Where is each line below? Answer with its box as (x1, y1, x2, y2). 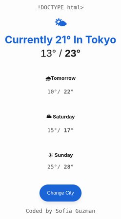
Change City (46, 190, 75, 196)
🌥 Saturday (46, 113, 75, 120)
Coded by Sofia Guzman (25, 207, 96, 214)
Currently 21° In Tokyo (4, 33, 117, 46)
